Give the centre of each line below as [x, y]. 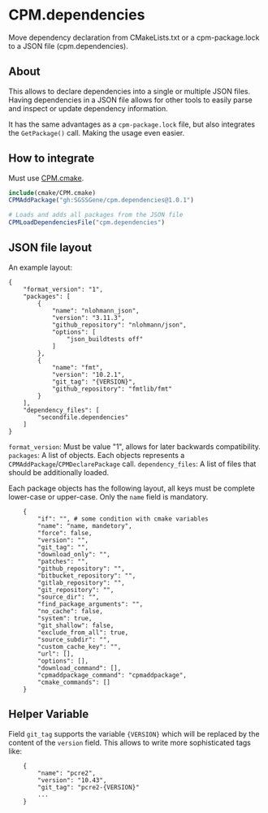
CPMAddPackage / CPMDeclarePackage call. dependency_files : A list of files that [132, 464]
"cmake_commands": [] [74, 682]
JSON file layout [50, 248]
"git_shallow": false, [76, 625]
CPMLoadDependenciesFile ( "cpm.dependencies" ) [86, 223]
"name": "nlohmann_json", [95, 310]
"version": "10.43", [72, 780]
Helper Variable [49, 714]
